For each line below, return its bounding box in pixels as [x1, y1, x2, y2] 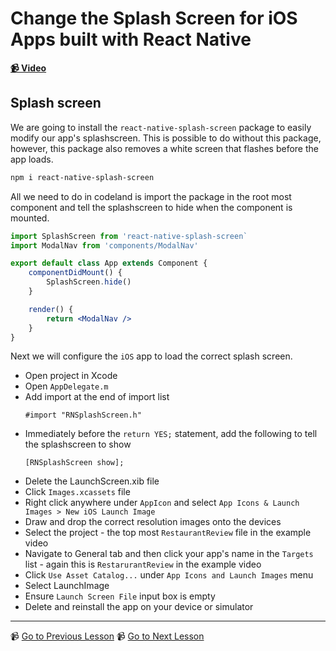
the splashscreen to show [24, 438, 132, 451]
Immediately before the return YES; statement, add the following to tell [24, 428, 318, 440]
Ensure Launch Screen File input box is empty [24, 590, 216, 602]
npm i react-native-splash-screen [10, 172, 155, 182]
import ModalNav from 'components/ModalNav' [10, 240, 199, 251]
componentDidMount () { [28, 268, 123, 278]
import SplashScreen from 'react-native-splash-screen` [10, 231, 248, 241]
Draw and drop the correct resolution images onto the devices [24, 516, 282, 528]
